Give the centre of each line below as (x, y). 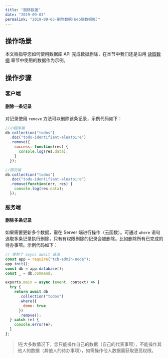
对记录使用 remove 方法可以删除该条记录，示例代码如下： (64, 118)
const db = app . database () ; (35, 268)
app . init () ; (18, 264)
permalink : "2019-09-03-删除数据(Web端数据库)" (53, 19)
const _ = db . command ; (29, 273)
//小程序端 (15, 128)
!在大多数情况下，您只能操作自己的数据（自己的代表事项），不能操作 (87, 344)
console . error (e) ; (33, 325)
